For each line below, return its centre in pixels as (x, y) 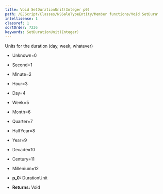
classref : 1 (17, 23)
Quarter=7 (22, 121)
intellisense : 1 (21, 18)
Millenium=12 (25, 168)
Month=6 (21, 112)
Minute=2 (22, 74)
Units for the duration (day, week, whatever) (49, 46)
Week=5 (20, 102)
